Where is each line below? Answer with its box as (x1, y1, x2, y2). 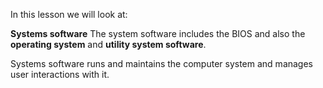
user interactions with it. (10, 69, 110, 80)
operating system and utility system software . (10, 39, 207, 50)
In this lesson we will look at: (10, 9, 128, 20)
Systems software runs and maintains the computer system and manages (10, 58, 314, 69)
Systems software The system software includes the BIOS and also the (10, 28, 306, 39)
